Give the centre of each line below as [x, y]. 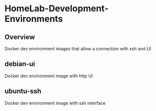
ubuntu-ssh [23, 91]
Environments [34, 19]
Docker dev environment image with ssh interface [55, 103]
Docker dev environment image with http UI [49, 76]
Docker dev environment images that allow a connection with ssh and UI [78, 49]
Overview [20, 37]
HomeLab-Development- [57, 9]
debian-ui [20, 64]
